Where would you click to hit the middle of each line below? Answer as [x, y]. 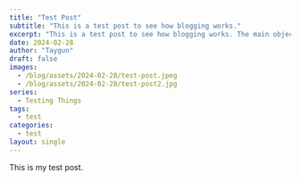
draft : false [33, 59]
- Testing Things [50, 100]
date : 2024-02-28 [42, 42]
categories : [31, 126]
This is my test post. [46, 167]
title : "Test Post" [46, 17]
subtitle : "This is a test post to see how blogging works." [125, 26]
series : [24, 92]
